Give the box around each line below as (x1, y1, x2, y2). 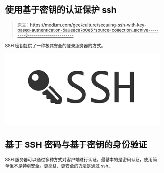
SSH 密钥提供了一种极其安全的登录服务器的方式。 (5, 42, 106, 48)
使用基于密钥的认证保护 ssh (5, 4, 117, 16)
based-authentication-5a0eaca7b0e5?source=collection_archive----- (17, 27, 159, 33)
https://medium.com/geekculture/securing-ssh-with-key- (30, 22, 146, 28)
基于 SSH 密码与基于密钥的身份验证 (5, 140, 147, 150)
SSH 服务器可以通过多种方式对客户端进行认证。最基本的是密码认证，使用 (5, 157, 153, 163)
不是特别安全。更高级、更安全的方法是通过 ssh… (13, 163, 112, 169)
